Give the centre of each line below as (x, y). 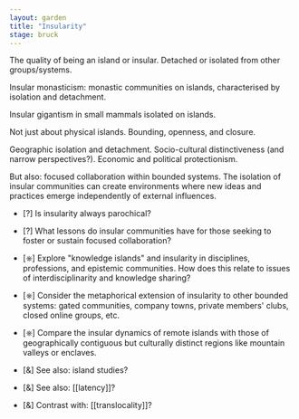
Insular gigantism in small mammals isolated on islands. (112, 115)
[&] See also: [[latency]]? (69, 388)
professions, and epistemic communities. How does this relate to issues (156, 269)
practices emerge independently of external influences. (113, 196)
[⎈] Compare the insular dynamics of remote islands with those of (146, 333)
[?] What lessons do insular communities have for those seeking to (147, 231)
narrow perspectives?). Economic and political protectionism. (124, 159)
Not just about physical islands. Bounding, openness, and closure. (133, 132)
